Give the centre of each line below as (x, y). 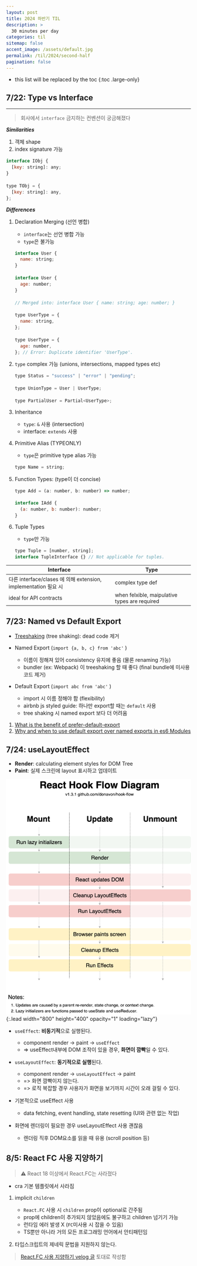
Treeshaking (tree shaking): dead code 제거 (67, 636)
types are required (137, 601)
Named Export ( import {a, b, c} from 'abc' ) (71, 648)
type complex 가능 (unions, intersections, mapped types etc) (87, 364)
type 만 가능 (36, 539)
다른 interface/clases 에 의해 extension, (55, 579)
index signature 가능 (39, 149)
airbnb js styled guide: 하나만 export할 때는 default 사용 (90, 706)
